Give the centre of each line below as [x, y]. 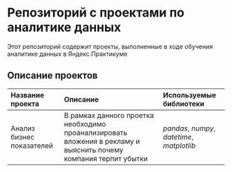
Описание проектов [52, 76]
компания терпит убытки [106, 158]
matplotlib [180, 145]
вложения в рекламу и [102, 141]
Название [28, 95]
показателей [32, 145]
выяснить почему [94, 150]
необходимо [85, 124]
